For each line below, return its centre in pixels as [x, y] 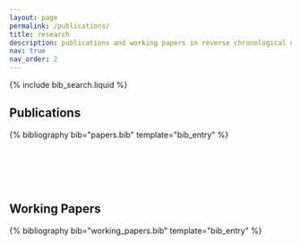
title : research [39, 34]
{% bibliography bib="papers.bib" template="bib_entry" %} [119, 135]
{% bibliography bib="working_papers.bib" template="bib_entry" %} [136, 231]
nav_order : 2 [34, 59]
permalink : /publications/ [60, 26]
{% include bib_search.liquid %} [69, 85]
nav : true [28, 51]
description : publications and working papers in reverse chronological [148, 43]
